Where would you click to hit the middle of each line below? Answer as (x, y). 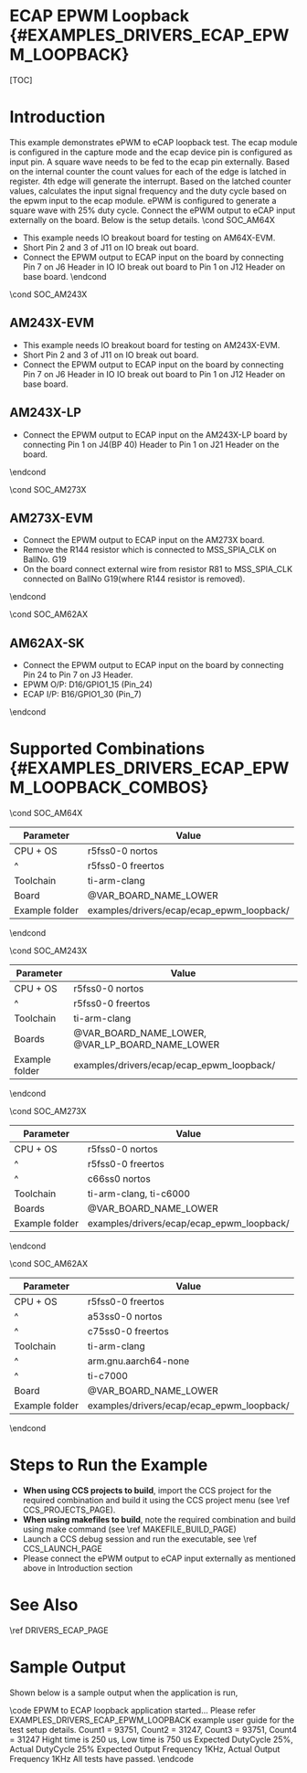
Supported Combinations (107, 749)
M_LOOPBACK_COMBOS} (109, 788)
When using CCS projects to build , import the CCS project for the (147, 1490)
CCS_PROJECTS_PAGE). (69, 1510)
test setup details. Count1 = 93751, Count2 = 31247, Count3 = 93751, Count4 (153, 1729)
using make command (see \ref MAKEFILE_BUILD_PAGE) (129, 1529)
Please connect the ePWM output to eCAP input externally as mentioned (159, 1558)
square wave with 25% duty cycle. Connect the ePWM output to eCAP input (152, 210)
